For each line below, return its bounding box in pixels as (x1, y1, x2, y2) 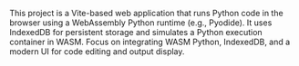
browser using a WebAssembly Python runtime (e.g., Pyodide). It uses (9, 17, 273, 28)
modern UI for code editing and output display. (9, 46, 185, 57)
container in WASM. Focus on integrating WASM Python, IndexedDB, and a (9, 36, 291, 47)
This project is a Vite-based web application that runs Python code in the (9, 8, 284, 18)
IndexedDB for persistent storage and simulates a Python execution (9, 27, 263, 37)
